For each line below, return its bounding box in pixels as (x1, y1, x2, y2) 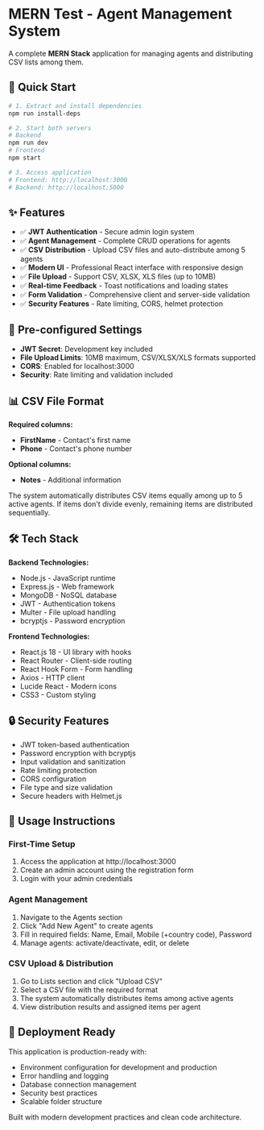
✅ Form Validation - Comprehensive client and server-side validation (19, 290, 250, 300)
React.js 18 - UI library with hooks (19, 647, 132, 656)
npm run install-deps (8, 110, 81, 118)
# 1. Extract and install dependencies (8, 101, 142, 110)
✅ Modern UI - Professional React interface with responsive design (19, 263, 244, 272)
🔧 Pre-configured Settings (8, 323, 142, 337)
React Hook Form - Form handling (19, 664, 133, 673)
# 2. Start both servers (8, 124, 92, 132)
